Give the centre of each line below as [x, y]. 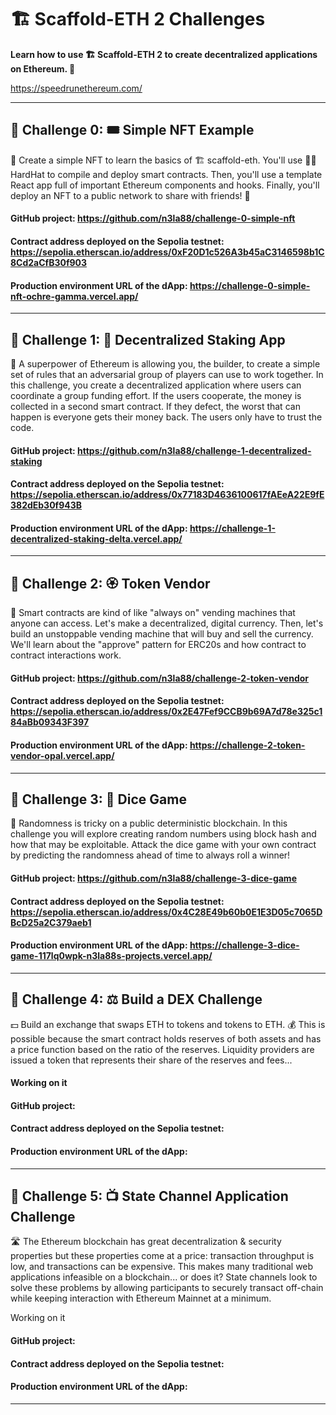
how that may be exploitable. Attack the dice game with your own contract [163, 845]
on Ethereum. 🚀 [43, 68]
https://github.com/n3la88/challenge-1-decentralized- [194, 450]
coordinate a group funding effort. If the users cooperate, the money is [156, 395]
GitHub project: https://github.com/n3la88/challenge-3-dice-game [153, 878]
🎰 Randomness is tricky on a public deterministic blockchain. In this [149, 823]
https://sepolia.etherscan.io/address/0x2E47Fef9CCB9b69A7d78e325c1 [166, 712]
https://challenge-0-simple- [250, 285]
